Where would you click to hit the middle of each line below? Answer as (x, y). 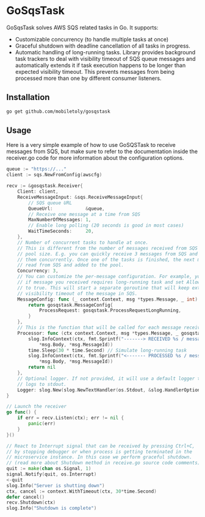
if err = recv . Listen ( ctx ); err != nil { (70, 418)
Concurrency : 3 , (38, 271)
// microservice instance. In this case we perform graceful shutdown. (99, 457)
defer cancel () (26, 497)
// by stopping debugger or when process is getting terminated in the (99, 452)
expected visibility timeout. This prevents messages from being (95, 71)
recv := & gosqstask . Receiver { (45, 186)
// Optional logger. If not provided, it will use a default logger (106, 379)
